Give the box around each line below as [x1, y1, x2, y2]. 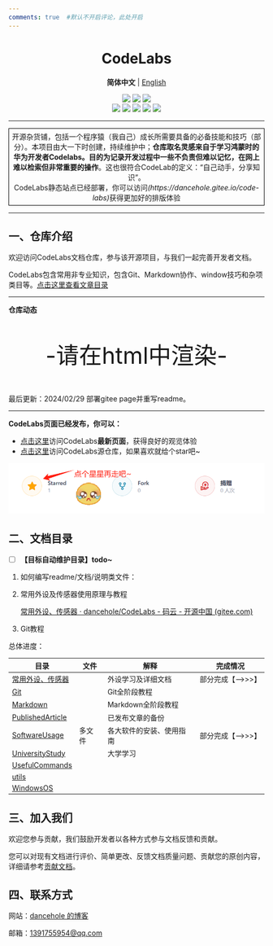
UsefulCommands [11, 760, 73, 770]
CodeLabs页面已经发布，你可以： [8, 419, 122, 429]
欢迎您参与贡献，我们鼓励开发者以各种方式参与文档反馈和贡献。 [8, 834, 222, 844]
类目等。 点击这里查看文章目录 [8, 280, 108, 290]
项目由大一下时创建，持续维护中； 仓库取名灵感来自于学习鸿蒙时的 [38, 142, 260, 151]
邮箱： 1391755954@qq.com [8, 928, 103, 938]
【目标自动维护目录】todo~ [19, 554, 113, 565]
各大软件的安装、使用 [106, 725, 179, 735]
